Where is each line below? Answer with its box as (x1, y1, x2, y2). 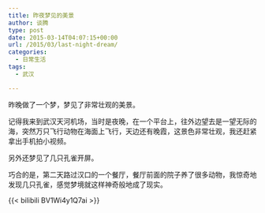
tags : (8, 63, 26, 71)
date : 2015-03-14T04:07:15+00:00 (8, 33, 118, 42)
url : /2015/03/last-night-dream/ (8, 41, 118, 49)
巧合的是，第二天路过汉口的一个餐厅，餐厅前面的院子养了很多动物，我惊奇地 (8, 170, 257, 179)
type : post (8, 26, 44, 34)
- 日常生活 (15, 56, 47, 64)
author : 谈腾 (8, 19, 49, 27)
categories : (8, 48, 47, 56)
